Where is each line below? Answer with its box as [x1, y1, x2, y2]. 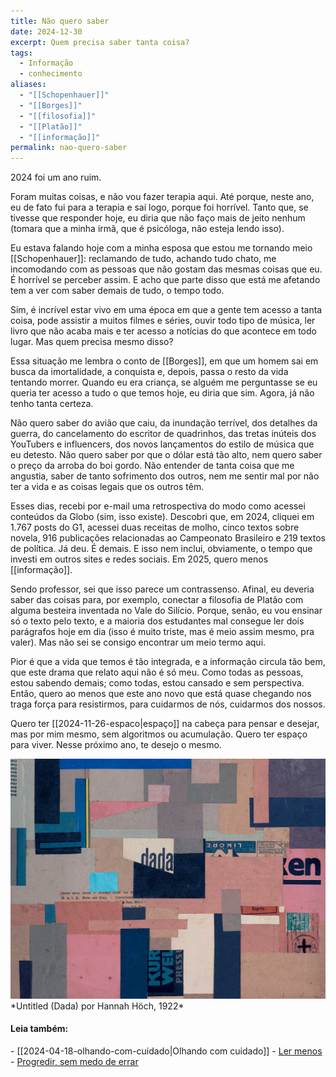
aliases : [10, 80, 47, 90]
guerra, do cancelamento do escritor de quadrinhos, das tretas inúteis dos [10, 428, 317, 440]
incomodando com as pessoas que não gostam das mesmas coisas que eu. [10, 263, 323, 275]
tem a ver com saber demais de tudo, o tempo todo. [10, 285, 225, 297]
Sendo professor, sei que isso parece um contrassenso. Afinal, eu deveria [10, 583, 315, 595]
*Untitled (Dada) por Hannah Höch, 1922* [10, 1000, 185, 1012]
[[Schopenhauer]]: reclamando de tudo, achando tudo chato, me [10, 253, 277, 265]
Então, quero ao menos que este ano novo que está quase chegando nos [10, 688, 312, 700]
